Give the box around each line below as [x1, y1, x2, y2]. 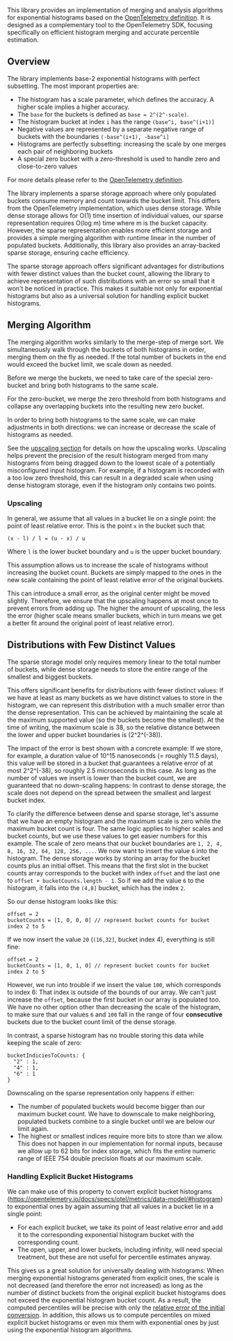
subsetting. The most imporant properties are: [7, 82, 139, 90]
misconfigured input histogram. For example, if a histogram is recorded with [7, 466, 225, 474]
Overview [7, 56, 51, 68]
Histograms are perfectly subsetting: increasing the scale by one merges [17, 140, 227, 148]
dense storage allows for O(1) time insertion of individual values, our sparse [7, 211, 224, 219]
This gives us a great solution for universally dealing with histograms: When [7, 1266, 224, 1275]
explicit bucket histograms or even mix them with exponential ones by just [7, 1319, 219, 1327]
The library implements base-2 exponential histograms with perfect [7, 74, 200, 82]
